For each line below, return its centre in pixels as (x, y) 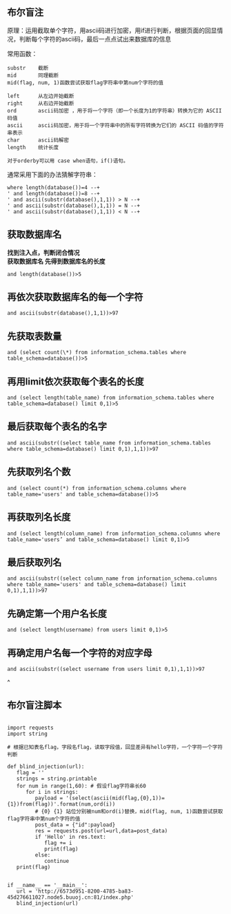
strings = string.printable (57, 779)
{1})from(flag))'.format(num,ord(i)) (61, 804)
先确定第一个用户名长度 (57, 613)
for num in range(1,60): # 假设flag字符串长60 (81, 786)
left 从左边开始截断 (41, 96)
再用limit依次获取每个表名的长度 (76, 381)
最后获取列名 (34, 562)
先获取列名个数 (39, 472)
